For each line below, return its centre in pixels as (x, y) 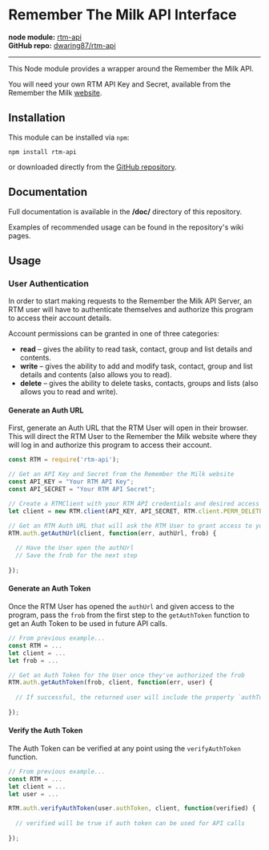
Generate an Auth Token (50, 588)
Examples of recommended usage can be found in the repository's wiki (126, 227)
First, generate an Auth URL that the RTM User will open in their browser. (128, 428)
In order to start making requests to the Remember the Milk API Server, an (130, 301)
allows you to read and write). (69, 392)
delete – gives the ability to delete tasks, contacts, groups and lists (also (139, 384)
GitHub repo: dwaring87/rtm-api (62, 45)
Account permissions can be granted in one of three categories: (114, 334)
